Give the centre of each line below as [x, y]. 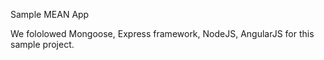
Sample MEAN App [50, 14]
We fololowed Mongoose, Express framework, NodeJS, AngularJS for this [162, 33]
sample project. [42, 44]
